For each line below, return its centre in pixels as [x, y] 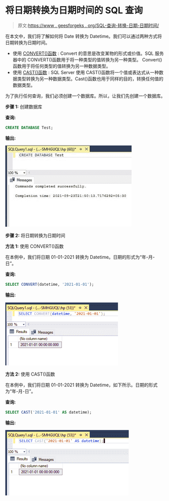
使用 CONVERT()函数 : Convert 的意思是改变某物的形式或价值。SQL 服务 [88, 53]
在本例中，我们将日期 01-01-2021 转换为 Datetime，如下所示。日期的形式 [81, 385]
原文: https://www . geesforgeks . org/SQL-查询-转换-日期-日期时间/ [88, 25]
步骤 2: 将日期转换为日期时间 [35, 235]
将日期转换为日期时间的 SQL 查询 [74, 10]
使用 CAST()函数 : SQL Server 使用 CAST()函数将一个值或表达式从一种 [86, 72]
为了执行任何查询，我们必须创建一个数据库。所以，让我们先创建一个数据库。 [85, 96]
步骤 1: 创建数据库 [24, 107]
